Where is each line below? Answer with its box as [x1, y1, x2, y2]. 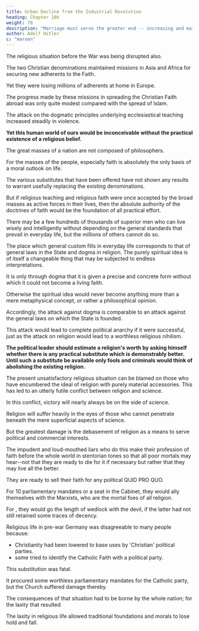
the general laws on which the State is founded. [6, 315, 123, 321]
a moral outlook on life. [6, 165, 62, 172]
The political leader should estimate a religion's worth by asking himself [6, 344, 187, 351]
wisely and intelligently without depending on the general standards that [6, 225, 182, 232]
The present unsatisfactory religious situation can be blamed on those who [6, 375, 189, 381]
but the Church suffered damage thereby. [6, 583, 108, 590]
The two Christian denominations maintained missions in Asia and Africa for [6, 64, 191, 71]
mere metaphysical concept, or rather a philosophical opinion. [6, 297, 158, 304]
